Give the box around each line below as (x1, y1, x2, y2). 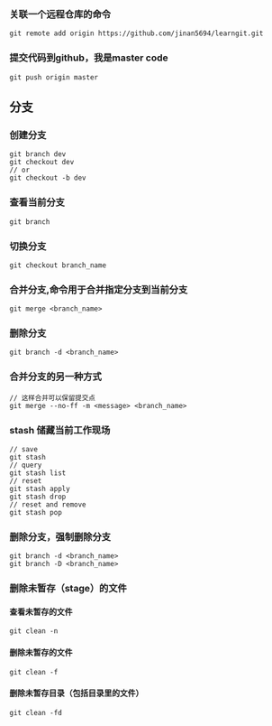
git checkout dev (9, 158, 75, 167)
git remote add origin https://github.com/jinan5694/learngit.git (9, 29, 264, 38)
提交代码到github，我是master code (9, 51, 168, 64)
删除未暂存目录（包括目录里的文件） (9, 688, 144, 699)
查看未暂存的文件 (9, 606, 73, 617)
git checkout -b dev (9, 173, 87, 182)
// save (9, 445, 39, 454)
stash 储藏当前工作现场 (9, 423, 111, 436)
